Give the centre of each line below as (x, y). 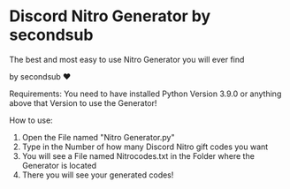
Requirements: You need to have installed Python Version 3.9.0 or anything (145, 94)
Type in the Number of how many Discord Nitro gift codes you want (145, 147)
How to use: (31, 120)
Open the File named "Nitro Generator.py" (98, 137)
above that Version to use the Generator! (83, 102)
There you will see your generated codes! (98, 175)
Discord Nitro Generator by (110, 16)
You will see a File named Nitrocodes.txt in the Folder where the (138, 155)
